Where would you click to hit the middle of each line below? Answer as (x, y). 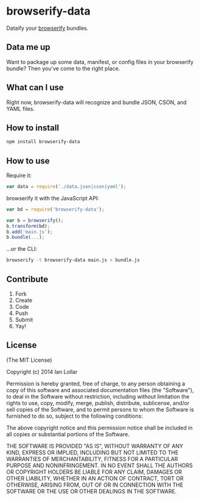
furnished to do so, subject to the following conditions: (74, 416)
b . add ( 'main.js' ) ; (29, 232)
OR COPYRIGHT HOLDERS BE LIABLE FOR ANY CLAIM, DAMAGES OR (94, 472)
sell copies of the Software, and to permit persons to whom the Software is (100, 409)
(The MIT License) (29, 360)
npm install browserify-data (43, 142)
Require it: (19, 175)
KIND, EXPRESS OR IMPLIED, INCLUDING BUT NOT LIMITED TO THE (92, 452)
